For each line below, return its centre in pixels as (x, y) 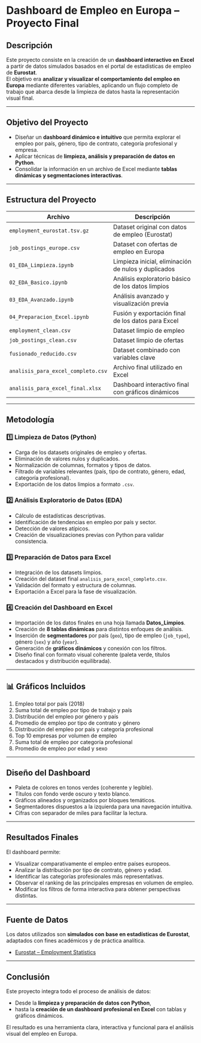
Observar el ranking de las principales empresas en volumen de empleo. (104, 883)
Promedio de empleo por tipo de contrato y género (77, 723)
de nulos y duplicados (144, 269)
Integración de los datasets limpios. (59, 572)
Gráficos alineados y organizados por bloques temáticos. (85, 800)
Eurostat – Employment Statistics (55, 952)
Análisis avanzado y (141, 296)
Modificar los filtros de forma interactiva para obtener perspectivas (98, 889)
